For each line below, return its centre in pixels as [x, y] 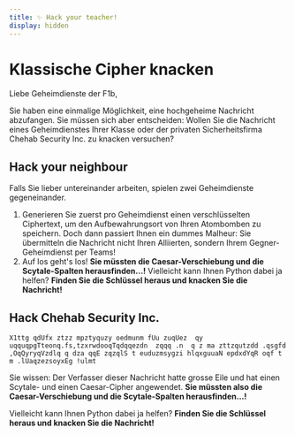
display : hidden [39, 26]
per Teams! [95, 252]
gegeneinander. [38, 198]
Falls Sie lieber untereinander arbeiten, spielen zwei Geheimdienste [132, 188]
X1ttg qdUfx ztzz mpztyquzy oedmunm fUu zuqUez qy [106, 338]
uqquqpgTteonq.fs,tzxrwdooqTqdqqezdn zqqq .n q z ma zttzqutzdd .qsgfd [148, 346]
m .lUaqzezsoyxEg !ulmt [53, 362]
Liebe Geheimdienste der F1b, [63, 94]
